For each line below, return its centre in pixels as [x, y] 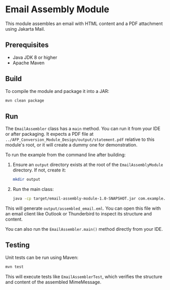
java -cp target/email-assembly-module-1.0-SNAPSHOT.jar [74, 199]
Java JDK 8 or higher [35, 57]
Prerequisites [27, 45]
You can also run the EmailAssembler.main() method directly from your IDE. [84, 229]
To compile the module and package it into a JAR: [57, 91]
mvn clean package [25, 101]
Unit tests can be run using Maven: [42, 257]
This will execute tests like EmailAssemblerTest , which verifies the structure [84, 276]
